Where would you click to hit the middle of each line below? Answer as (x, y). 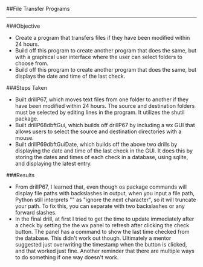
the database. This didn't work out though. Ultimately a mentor (93, 238)
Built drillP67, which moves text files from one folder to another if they (102, 99)
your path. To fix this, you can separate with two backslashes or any (100, 206)
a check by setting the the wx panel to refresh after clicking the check (102, 225)
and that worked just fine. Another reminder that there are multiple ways (105, 251)
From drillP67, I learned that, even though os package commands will (101, 187)
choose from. (32, 63)
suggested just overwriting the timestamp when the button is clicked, (101, 244)
